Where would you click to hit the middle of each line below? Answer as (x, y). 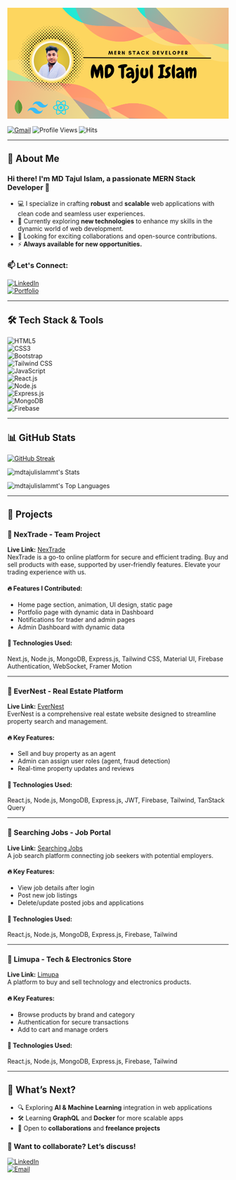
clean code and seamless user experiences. (81, 213)
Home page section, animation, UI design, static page (95, 604)
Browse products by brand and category (76, 1014)
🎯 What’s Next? (41, 1090)
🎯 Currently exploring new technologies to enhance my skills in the (115, 221)
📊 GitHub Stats (41, 438)
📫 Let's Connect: (38, 265)
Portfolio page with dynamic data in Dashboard (85, 612)
